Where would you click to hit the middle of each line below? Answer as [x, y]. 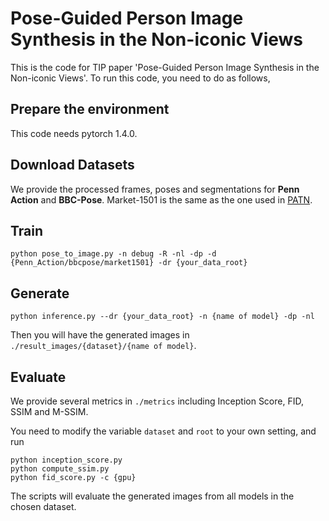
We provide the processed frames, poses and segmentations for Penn [155, 189]
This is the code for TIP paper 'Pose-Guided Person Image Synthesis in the [165, 67]
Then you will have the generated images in [100, 335]
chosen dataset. [43, 506]
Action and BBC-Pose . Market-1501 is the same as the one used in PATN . [161, 199]
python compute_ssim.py [60, 469]
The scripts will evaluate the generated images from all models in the [152, 496]
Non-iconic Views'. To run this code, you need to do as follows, [140, 78]
